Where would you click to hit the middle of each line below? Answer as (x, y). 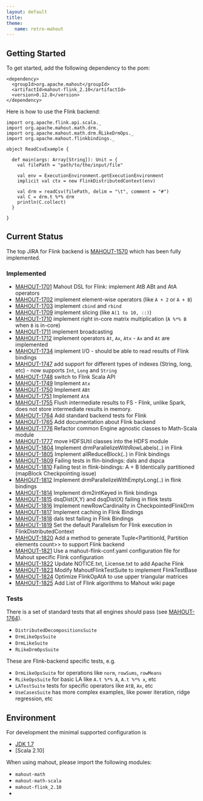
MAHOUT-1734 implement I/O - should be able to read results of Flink (102, 351)
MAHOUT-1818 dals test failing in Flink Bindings (74, 518)
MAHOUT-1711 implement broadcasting (64, 332)
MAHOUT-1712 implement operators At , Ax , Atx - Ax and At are (92, 338)
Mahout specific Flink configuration (59, 557)
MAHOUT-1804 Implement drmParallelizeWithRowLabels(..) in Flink (99, 448)
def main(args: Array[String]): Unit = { (65, 160)
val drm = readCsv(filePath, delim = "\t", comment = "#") (93, 192)
